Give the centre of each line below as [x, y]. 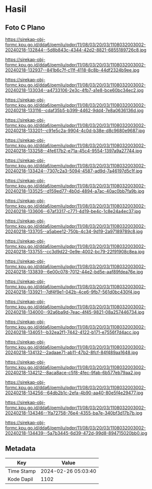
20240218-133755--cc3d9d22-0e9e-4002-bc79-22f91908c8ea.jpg [75, 251]
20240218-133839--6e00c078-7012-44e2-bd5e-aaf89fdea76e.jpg [74, 272]
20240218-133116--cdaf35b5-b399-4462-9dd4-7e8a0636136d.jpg [75, 110]
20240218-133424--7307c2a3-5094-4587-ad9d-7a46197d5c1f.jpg [74, 171]
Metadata [20, 449]
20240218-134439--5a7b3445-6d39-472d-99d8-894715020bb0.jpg [76, 433]
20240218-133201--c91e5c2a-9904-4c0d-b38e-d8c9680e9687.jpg [75, 131]
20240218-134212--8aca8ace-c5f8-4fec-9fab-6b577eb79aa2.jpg [73, 373]
